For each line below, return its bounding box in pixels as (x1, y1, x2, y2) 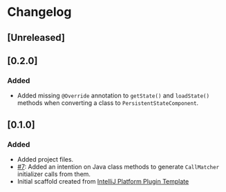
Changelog (7, 4, 72, 20)
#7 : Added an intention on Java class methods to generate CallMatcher (17, 162, 220, 171)
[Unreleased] (7, 32, 66, 44)
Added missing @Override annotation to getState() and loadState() (17, 91, 209, 100)
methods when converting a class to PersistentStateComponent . (17, 99, 199, 107)
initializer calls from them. (17, 170, 91, 178)
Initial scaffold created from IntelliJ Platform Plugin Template (17, 177, 189, 185)
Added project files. (17, 155, 74, 163)
